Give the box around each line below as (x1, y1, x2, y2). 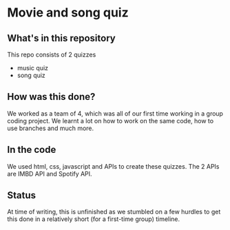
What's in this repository (7, 32, 116, 44)
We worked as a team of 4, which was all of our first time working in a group (7, 109, 224, 118)
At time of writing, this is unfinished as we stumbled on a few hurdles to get (7, 208, 221, 216)
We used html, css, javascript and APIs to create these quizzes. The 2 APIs (7, 162, 220, 170)
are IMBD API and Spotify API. (7, 169, 92, 178)
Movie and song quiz (7, 5, 129, 21)
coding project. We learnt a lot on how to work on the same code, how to (7, 116, 214, 125)
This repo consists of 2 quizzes (7, 50, 96, 59)
